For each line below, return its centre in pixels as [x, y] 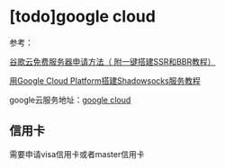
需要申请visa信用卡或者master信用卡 [77, 154]
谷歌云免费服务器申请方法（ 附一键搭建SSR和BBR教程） [112, 61]
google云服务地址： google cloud [70, 100]
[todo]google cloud [82, 17]
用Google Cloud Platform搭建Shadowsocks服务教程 [105, 80]
